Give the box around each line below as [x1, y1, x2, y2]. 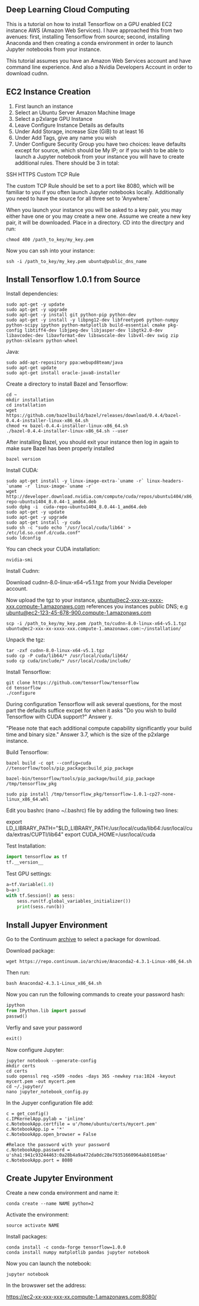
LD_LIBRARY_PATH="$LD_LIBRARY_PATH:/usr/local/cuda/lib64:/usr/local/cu [6, 824, 192, 832]
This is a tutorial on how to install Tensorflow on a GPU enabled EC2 [6, 20, 172, 27]
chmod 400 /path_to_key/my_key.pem [6, 236, 94, 242]
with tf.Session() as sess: [6, 893, 76, 899]
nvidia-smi [6, 557, 33, 563]
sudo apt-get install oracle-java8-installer [6, 370, 120, 376]
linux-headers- [146, 478, 184, 484]
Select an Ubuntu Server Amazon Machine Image [14, 109, 136, 116]
